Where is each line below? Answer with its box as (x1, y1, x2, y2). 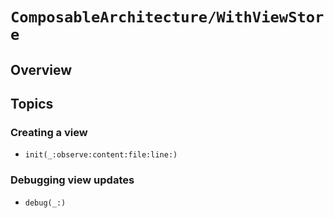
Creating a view (10, 125, 88, 139)
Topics (10, 95, 54, 112)
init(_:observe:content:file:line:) (24, 150, 178, 160)
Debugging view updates (10, 173, 135, 187)
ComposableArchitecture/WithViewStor (10, 8, 325, 27)
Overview (10, 61, 73, 78)
